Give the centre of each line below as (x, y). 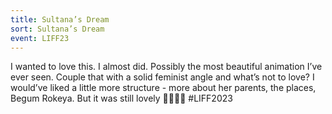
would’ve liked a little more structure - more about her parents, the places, (163, 88)
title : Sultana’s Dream (60, 19)
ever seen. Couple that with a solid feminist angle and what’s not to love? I (162, 77)
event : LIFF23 (40, 38)
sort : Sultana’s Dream (57, 29)
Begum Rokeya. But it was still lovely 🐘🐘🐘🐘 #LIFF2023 (121, 98)
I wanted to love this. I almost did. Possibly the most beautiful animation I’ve (166, 67)
